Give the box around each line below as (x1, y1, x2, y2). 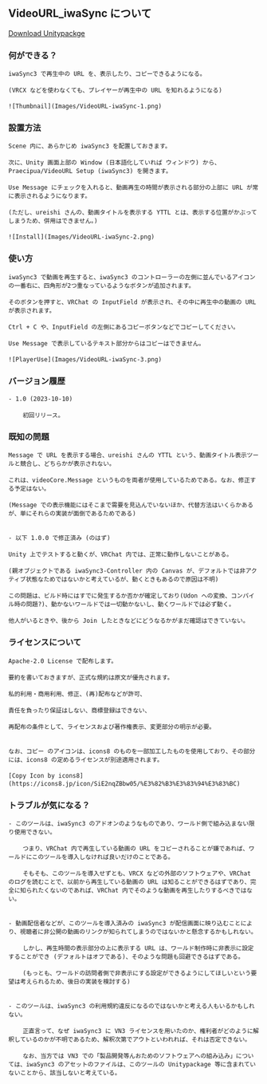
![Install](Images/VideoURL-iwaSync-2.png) (8, 233, 155, 241)
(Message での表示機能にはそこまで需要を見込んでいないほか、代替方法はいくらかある (8, 501, 253, 510)
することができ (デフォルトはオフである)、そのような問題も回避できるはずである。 (8, 952, 245, 960)
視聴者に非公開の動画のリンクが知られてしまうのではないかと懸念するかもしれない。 (19, 928, 257, 936)
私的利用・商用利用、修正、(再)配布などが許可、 (8, 690, 146, 698)
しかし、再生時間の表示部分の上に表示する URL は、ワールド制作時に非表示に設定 (22, 944, 254, 952)
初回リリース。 (22, 412, 65, 420)
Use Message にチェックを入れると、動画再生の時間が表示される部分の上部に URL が (8, 183, 253, 192)
